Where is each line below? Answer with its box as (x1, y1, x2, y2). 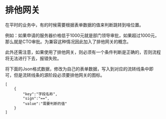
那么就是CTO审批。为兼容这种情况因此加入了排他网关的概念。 (5, 38, 131, 45)
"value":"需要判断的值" (23, 101, 68, 106)
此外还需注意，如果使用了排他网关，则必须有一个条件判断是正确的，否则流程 (5, 49, 161, 55)
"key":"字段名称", (23, 91, 58, 97)
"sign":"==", (23, 96, 50, 101)
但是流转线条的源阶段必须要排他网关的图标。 (13, 72, 105, 78)
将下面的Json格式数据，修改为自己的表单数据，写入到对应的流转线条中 (5, 65, 150, 72)
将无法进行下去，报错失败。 (5, 55, 62, 61)
